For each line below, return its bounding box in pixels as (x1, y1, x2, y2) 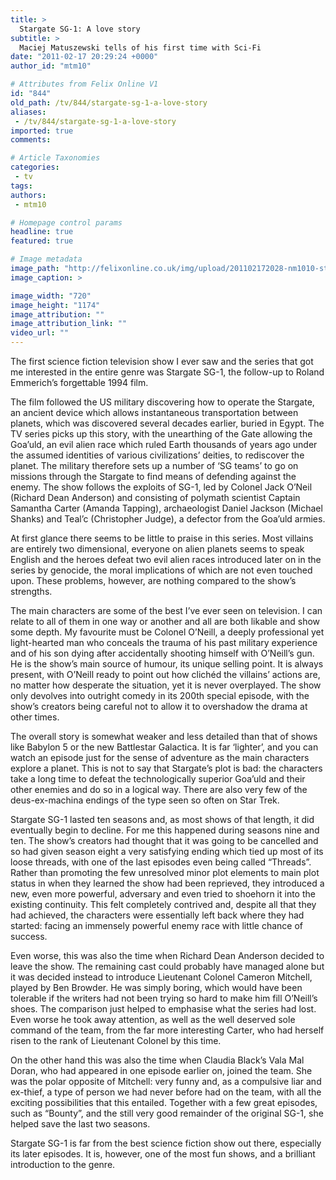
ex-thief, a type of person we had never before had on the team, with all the (10, 1086, 322, 1098)
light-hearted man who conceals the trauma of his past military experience (10, 637, 318, 648)
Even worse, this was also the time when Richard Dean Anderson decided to (10, 950, 325, 961)
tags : (10, 181, 33, 191)
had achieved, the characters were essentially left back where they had (10, 909, 305, 921)
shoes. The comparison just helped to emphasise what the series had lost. (10, 1003, 317, 1015)
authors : (10, 190, 47, 200)
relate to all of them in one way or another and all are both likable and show (10, 616, 321, 627)
